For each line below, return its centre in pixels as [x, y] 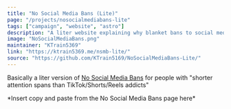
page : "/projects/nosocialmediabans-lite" [69, 20]
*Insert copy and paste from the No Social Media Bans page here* [101, 98]
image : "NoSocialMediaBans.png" [53, 39]
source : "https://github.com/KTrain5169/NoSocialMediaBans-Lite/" [104, 58]
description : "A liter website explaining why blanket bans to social [110, 33]
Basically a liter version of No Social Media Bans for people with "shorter [110, 77]
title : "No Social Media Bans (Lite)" [63, 13]
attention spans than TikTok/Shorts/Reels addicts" [78, 85]
